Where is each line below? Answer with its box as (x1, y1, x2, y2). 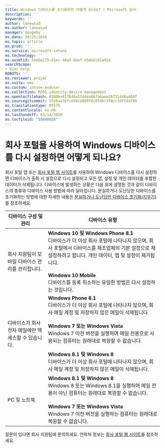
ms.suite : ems (5, 80, 34, 85)
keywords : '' (5, 16, 32, 21)
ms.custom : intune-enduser (5, 85, 60, 90)
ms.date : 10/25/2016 (5, 35, 48, 40)
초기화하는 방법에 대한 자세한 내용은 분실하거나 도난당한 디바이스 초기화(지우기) (5, 194, 157, 200)
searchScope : (5, 62, 32, 67)
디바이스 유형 (88, 216, 117, 223)
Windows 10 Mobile (48, 271, 96, 278)
